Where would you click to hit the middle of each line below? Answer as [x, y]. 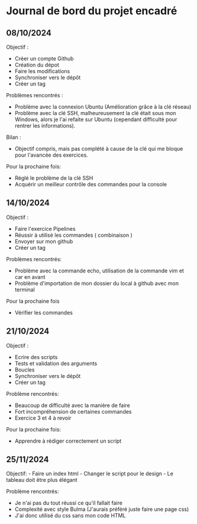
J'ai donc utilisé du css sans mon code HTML [70, 516]
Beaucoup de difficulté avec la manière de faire [72, 405]
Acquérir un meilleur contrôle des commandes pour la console [91, 184]
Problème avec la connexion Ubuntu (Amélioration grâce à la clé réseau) [103, 107]
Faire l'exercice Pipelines [45, 228]
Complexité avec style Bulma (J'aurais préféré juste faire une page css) [102, 509]
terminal [25, 290]
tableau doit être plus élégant [42, 480]
